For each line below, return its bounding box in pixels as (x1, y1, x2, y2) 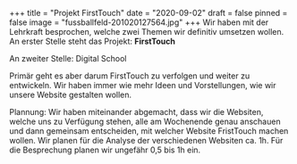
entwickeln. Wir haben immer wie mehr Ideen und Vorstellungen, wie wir (9, 80, 276, 90)
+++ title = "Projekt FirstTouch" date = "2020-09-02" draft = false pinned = (9, 8, 288, 18)
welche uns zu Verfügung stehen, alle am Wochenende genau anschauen (9, 116, 281, 127)
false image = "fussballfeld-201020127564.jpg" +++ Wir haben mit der (9, 17, 269, 28)
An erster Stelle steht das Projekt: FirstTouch (9, 36, 176, 46)
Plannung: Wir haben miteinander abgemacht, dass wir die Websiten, (9, 107, 264, 117)
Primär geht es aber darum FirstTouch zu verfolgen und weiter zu (9, 70, 250, 81)
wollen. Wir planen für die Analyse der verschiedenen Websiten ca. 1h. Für (9, 135, 284, 145)
